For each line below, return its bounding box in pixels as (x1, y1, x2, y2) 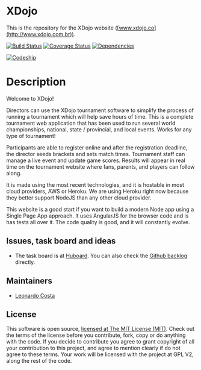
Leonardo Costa (14, 292, 55, 299)
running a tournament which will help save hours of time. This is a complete (6, 113, 194, 120)
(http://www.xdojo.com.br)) (6, 30, 74, 37)
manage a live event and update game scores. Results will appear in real (6, 157, 185, 164)
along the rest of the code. (6, 357, 72, 365)
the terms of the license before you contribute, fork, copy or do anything (6, 331, 186, 339)
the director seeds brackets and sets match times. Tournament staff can (6, 150, 185, 157)
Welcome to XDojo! (6, 95, 54, 102)
